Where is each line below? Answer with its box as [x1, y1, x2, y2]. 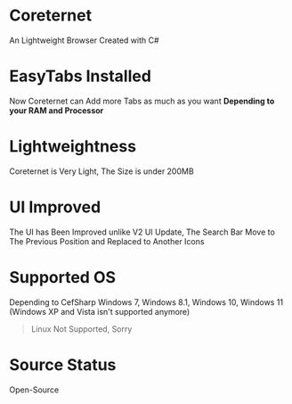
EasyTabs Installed [9, 66, 151, 87]
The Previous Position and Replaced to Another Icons [9, 235, 205, 246]
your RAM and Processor [9, 104, 104, 116]
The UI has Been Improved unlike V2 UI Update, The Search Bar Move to [9, 227, 276, 237]
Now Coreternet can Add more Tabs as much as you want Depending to [9, 95, 275, 106]
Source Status [9, 354, 117, 375]
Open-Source [9, 384, 60, 395]
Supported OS [9, 267, 117, 287]
